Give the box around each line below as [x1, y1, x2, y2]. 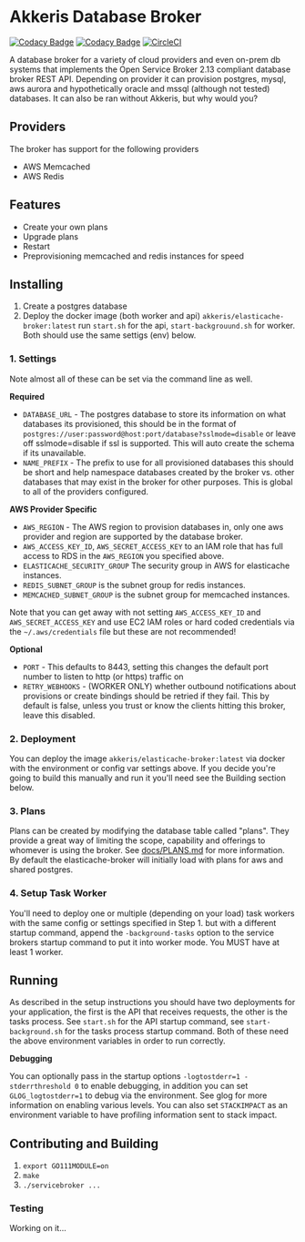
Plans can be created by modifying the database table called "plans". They [9, 826, 290, 837]
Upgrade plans [22, 230, 79, 242]
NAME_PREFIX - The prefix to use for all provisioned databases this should [22, 457, 294, 468]
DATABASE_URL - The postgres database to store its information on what [22, 408, 287, 420]
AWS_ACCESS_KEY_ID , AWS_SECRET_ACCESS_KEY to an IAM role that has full [22, 540, 284, 552]
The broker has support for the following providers [9, 143, 199, 154]
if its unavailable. [22, 447, 86, 458]
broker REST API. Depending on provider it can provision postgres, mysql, [9, 73, 287, 84]
